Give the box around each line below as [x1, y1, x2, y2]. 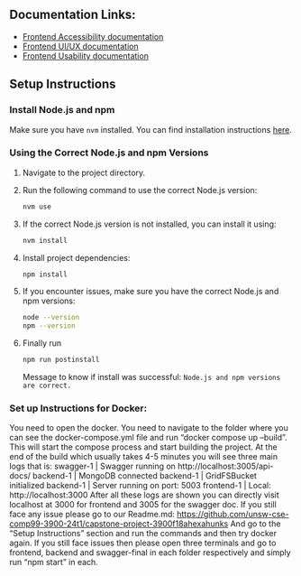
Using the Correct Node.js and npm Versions [9, 146, 209, 159]
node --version [22, 313, 80, 322]
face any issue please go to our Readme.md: [9, 509, 176, 520]
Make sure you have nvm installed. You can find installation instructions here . [9, 124, 293, 135]
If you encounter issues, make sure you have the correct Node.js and [22, 286, 279, 297]
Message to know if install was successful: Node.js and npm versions [22, 372, 281, 383]
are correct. [22, 381, 72, 391]
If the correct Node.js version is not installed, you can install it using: [22, 218, 277, 229]
